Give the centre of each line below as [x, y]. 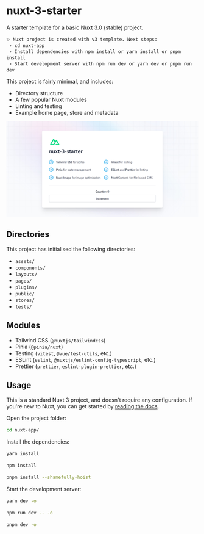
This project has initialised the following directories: [71, 249]
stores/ [25, 300]
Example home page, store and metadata [67, 112]
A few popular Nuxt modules [51, 99]
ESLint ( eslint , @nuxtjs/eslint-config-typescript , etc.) [86, 359]
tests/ [23, 307]
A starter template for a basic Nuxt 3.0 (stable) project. [75, 27]
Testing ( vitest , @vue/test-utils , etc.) [64, 353]
